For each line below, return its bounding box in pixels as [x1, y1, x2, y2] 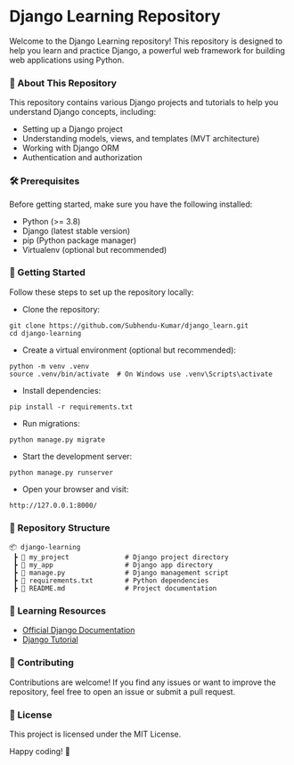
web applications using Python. [9, 54, 125, 65]
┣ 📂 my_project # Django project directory [12, 553, 229, 562]
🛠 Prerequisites [9, 175, 80, 188]
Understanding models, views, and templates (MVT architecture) [21, 134, 260, 144]
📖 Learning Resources [9, 605, 107, 617]
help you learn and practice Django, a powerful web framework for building [9, 45, 285, 55]
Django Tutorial [21, 634, 78, 645]
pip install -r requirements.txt [9, 403, 134, 411]
